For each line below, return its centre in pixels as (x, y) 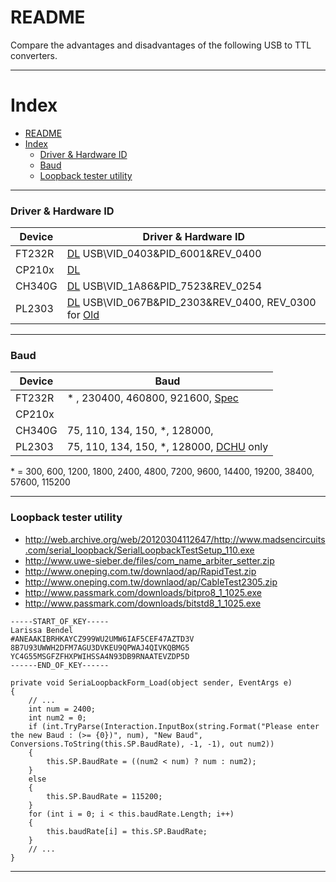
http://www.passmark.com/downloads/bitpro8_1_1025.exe (143, 592)
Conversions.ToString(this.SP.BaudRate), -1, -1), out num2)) (142, 744)
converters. (34, 55)
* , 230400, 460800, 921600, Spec (152, 398)
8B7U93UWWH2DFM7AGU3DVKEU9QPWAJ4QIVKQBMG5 (100, 647)
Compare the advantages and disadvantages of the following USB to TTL (161, 45)
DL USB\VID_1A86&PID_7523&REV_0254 (164, 286)
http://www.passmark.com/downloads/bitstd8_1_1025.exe (143, 603)
